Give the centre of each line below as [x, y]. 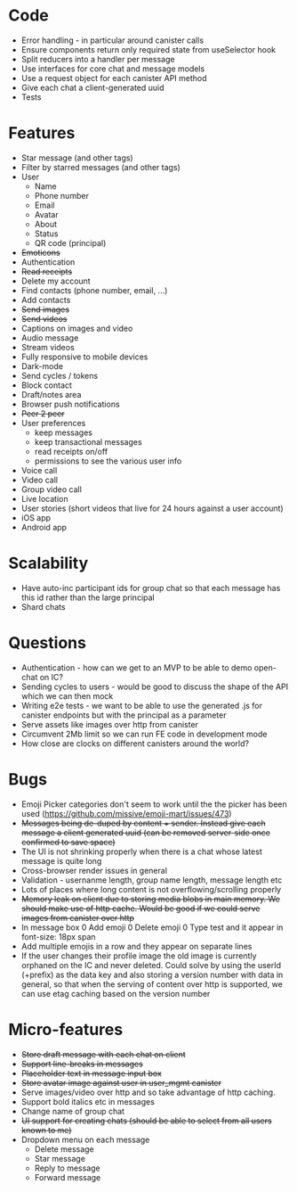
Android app [44, 527]
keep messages [64, 432]
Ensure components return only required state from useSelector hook [148, 49]
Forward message [68, 1177]
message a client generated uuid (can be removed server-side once [145, 832]
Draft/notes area [51, 394]
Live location [44, 498]
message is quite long [61, 860]
